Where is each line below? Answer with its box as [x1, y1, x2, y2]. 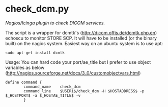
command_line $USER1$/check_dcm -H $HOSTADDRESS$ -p [23, 88, 145, 94]
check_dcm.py [5, 3, 69, 15]
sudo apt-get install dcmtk [5, 50, 65, 55]
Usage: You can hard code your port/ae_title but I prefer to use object [5, 59, 151, 65]
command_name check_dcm [23, 84, 81, 89]
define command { [5, 80, 42, 85]
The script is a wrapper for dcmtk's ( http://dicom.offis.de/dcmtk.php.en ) [5, 29, 157, 35]
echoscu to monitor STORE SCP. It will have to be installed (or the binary [5, 35, 157, 41]
